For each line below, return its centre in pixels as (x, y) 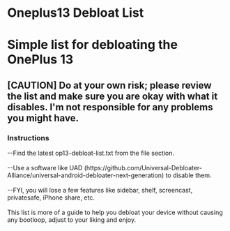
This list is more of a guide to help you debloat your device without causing (115, 213)
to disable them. (189, 175)
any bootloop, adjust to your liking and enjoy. (72, 220)
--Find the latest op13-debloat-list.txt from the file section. (91, 153)
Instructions (29, 137)
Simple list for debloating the (92, 45)
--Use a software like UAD (45, 168)
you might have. (43, 118)
